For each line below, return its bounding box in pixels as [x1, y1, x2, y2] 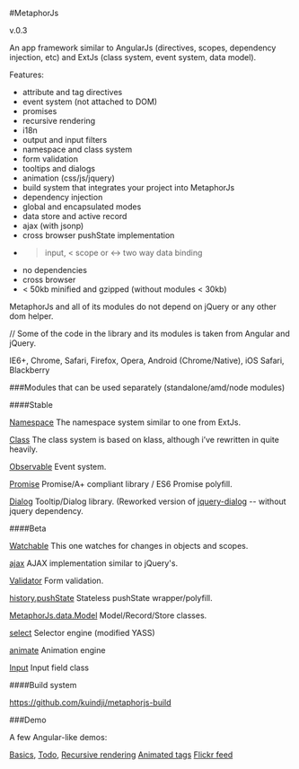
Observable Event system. [9, 462, 107, 472]
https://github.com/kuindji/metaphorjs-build [9, 697, 172, 708]
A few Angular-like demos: [9, 732, 108, 742]
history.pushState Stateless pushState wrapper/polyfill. [9, 593, 213, 603]
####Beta [9, 523, 47, 534]
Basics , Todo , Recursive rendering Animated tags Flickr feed [9, 749, 233, 760]
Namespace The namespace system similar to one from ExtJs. [9, 417, 241, 428]
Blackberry [9, 365, 50, 376]
